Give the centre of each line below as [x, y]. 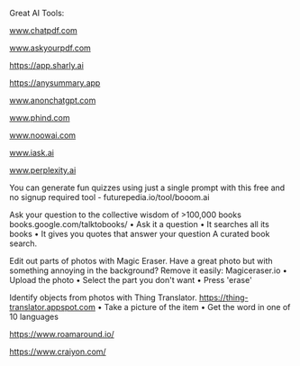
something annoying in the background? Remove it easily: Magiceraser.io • [149, 270]
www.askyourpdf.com [50, 48]
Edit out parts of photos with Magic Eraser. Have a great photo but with [141, 261]
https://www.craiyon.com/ [58, 352]
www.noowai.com [43, 135]
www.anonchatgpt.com [53, 100]
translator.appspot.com [53, 307]
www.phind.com [40, 118]
